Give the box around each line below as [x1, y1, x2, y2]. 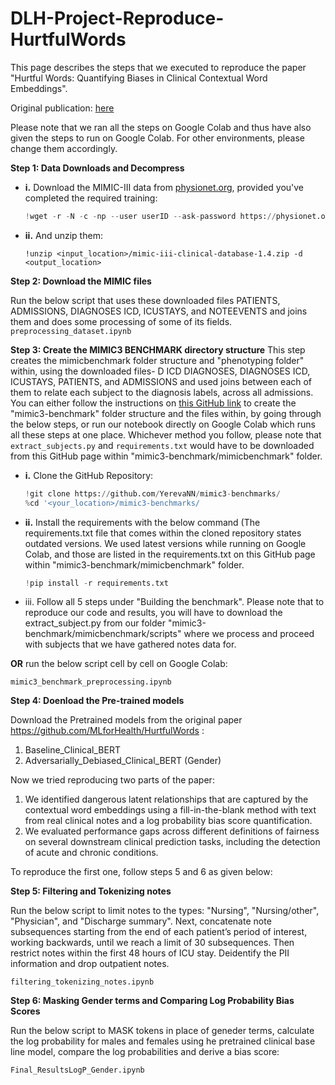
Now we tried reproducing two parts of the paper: [10, 774, 215, 786]
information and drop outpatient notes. [10, 958, 170, 970]
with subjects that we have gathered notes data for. [24, 638, 237, 651]
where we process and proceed [183, 628, 315, 640]
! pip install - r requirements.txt [24, 578, 169, 588]
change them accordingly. [10, 142, 118, 154]
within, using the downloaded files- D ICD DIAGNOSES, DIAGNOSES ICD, [10, 365, 311, 377]
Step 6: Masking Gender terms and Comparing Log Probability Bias [10, 995, 295, 1007]
